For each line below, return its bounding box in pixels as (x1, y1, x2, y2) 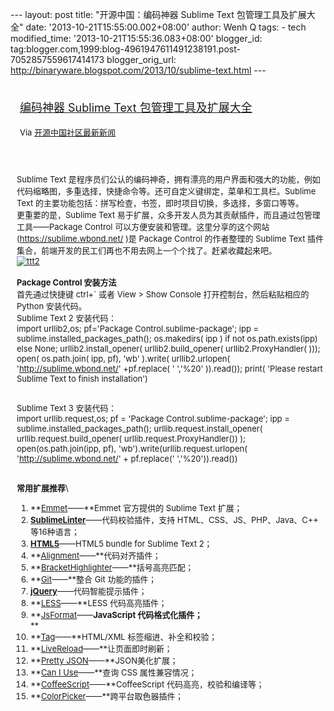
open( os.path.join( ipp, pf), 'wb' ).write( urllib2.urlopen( (16, 353, 231, 364)
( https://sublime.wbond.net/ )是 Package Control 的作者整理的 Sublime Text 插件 (16, 233, 325, 244)
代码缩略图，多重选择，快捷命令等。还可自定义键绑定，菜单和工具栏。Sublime (16, 186, 317, 197)
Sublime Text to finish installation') (16, 373, 148, 384)
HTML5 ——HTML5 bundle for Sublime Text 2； (30, 538, 213, 549)
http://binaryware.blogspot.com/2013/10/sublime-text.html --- (10, 64, 267, 76)
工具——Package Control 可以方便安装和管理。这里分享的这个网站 (16, 221, 270, 232)
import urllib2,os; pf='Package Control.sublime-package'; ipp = (16, 323, 260, 334)
